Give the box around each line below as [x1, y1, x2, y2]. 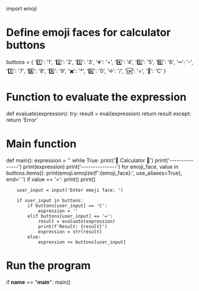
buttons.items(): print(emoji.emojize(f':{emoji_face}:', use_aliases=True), [6, 169, 182, 176]
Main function [6, 137, 77, 151]
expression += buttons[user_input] [37, 239, 127, 245]
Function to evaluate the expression [6, 90, 187, 104]
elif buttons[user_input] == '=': [27, 213, 113, 219]
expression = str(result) [37, 229, 102, 235]
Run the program [6, 259, 91, 272]
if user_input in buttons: [17, 197, 84, 204]
